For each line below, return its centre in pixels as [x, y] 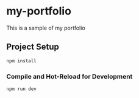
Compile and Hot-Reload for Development [69, 76]
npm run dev [21, 89]
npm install [21, 61]
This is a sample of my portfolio [46, 28]
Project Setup [33, 47]
